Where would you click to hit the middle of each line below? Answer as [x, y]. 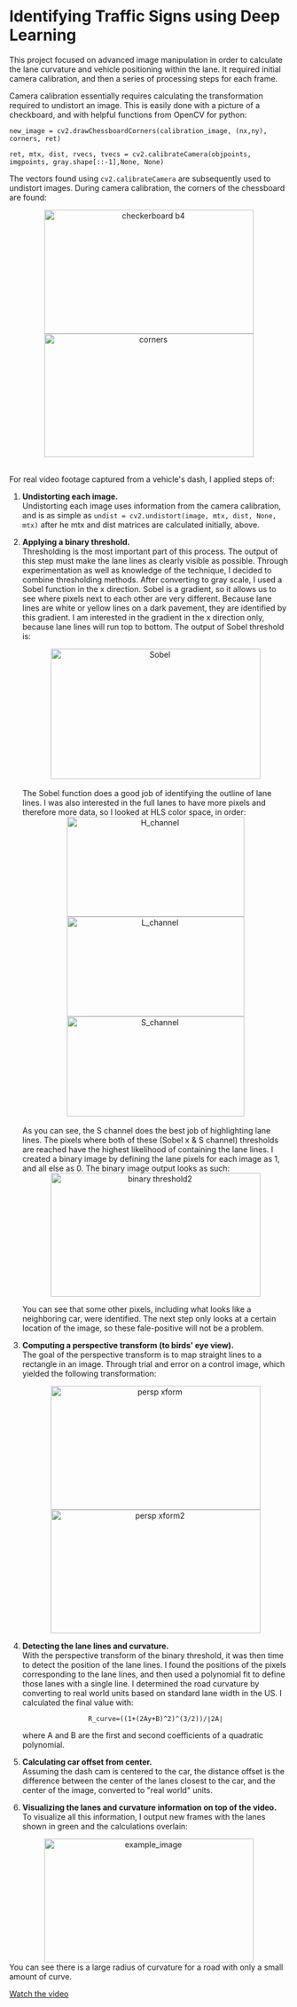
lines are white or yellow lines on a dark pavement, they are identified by [154, 608]
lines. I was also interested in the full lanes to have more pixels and [144, 802]
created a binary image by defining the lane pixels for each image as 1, [151, 1158]
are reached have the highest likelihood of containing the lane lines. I [148, 1149]
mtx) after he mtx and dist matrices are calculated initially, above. [141, 525]
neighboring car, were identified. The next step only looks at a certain [149, 1318]
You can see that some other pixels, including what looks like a [137, 1309]
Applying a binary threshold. [76, 541]
